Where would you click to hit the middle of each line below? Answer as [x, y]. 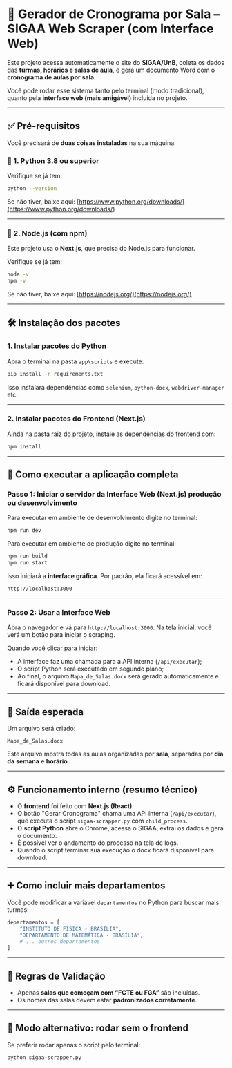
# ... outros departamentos [60, 942]
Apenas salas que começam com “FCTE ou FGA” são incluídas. [108, 992]
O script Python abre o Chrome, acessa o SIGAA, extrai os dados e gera [120, 828]
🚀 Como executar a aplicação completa [93, 475]
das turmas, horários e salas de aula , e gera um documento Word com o [111, 70]
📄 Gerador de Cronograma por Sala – [114, 14]
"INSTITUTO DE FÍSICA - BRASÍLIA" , [71, 928]
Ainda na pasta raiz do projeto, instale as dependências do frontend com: [112, 434]
